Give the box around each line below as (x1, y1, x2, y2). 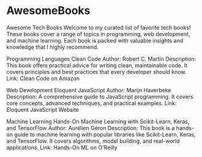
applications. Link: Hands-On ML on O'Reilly (6, 144, 118, 151)
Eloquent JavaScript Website (6, 106, 80, 113)
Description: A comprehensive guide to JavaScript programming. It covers (6, 93, 194, 100)
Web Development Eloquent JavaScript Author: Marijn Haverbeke (6, 86, 171, 93)
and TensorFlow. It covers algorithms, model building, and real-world (6, 137, 180, 144)
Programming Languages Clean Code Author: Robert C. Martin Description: (6, 55, 196, 62)
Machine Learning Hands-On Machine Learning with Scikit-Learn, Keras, (6, 117, 190, 125)
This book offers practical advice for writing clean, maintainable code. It (6, 62, 188, 69)
